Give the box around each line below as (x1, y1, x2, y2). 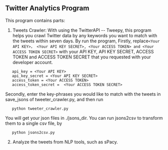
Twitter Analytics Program (5, 4, 90, 13)
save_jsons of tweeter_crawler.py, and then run (5, 96, 104, 102)
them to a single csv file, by (5, 120, 62, 126)
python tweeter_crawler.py (12, 106, 69, 111)
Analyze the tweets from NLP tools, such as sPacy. (12, 138, 118, 145)
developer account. (12, 59, 53, 65)
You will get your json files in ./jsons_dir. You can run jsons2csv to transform (5, 115, 163, 121)
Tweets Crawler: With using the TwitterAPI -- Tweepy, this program (12, 27, 152, 33)
